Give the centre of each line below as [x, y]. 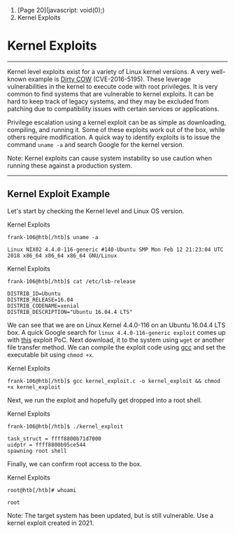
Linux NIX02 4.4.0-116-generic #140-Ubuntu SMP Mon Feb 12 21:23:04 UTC [115, 250]
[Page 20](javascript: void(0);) [61, 10]
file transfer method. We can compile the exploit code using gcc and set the [116, 347]
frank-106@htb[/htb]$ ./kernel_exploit [65, 426]
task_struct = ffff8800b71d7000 [54, 439]
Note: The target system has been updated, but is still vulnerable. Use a [111, 515]
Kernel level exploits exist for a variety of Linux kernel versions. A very [108, 71]
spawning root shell [37, 451]
